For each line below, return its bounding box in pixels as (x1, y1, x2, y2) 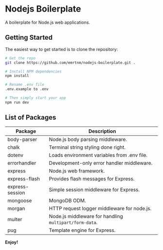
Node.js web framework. (49, 167, 105, 174)
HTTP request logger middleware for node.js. (49, 205, 152, 212)
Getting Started (5, 33, 53, 42)
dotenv (7, 152, 24, 158)
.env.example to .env (5, 87, 49, 92)
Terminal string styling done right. (49, 144, 126, 151)
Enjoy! (5, 239, 18, 245)
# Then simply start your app (5, 95, 66, 100)
